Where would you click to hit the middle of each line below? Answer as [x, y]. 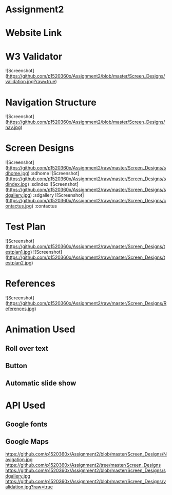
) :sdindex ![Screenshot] [53, 184]
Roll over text [27, 348]
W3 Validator [34, 56]
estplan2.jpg [18, 263]
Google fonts [26, 424]
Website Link [34, 33]
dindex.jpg [16, 184]
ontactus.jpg [19, 206]
